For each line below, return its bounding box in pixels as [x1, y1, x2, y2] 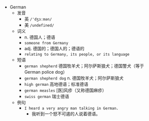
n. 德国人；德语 [24, 34, 55, 40]
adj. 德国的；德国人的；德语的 [24, 46, 85, 51]
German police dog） [24, 69, 67, 75]
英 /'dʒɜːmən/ [24, 16, 52, 21]
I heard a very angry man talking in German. [24, 106, 119, 111]
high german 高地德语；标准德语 [24, 81, 89, 87]
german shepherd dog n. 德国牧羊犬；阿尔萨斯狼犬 [24, 75, 124, 81]
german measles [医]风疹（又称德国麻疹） [24, 87, 106, 93]
